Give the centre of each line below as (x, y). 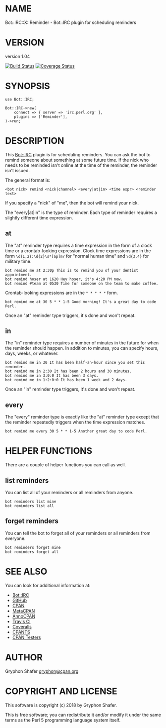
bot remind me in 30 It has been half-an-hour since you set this (75, 363)
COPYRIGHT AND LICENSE (61, 691)
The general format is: (28, 180)
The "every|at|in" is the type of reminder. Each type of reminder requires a (81, 212)
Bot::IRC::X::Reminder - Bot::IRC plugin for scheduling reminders (71, 22)
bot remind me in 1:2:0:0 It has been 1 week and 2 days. (66, 380)
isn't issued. (17, 170)
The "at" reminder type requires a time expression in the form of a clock (79, 245)
